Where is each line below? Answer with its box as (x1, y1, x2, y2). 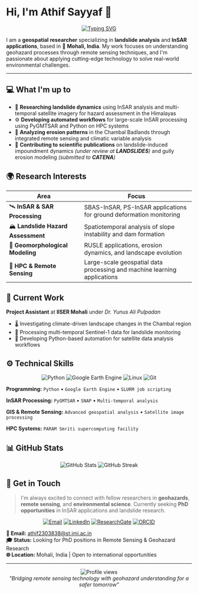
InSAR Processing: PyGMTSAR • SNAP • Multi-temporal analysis (6, 397, 158, 404)
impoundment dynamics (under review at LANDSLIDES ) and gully (14, 147, 174, 154)
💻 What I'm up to (6, 85, 71, 95)
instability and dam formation (84, 230, 165, 239)
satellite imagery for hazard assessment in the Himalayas (38, 109, 177, 117)
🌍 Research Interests (6, 171, 87, 182)
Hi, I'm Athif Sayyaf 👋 (6, 5, 112, 19)
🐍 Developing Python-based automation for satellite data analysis (14, 335, 174, 342)
